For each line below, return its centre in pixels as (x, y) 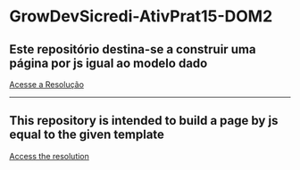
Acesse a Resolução (47, 85)
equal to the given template (87, 135)
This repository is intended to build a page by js (144, 121)
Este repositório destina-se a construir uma (133, 49)
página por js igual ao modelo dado (108, 63)
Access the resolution (49, 156)
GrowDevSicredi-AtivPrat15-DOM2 (141, 16)
